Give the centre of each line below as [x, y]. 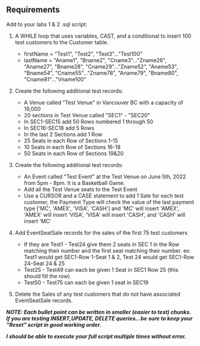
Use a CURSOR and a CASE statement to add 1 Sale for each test [104, 195]
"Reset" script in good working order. [54, 324]
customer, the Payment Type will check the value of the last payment [109, 202]
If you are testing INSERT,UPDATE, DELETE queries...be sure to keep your [99, 318]
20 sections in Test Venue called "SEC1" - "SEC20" [87, 115]
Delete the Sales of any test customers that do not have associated [98, 294]
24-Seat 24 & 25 [44, 263]
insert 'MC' [38, 221]
